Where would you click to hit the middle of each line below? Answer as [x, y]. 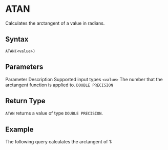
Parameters [24, 67]
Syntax [17, 39]
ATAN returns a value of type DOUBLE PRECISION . [54, 113]
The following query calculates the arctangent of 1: [59, 142]
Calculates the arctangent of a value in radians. [55, 23]
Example [19, 129]
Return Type [25, 101]
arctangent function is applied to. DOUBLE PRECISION [59, 85]
